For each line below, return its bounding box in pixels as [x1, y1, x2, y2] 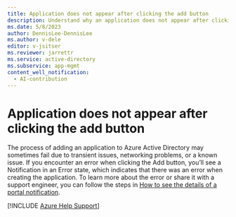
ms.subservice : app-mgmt [7, 62, 80, 69]
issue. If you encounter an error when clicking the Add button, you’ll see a [7, 158, 221, 167]
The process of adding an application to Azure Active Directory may [7, 143, 204, 152]
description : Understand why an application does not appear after [7, 17, 209, 24]
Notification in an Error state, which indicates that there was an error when [7, 166, 223, 174]
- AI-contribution [13, 75, 68, 83]
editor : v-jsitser [7, 43, 61, 50]
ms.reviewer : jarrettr [7, 50, 74, 57]
